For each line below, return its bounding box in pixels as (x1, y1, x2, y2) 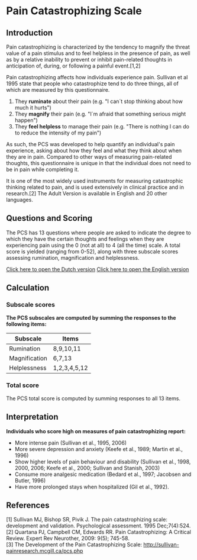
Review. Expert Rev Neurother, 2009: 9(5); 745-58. (6, 535, 130, 542)
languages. (6, 197, 34, 203)
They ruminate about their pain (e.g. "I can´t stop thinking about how (14, 98, 183, 105)
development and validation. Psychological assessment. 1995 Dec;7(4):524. (6, 522, 191, 529)
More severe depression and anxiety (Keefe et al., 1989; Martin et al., (14, 445, 183, 452)
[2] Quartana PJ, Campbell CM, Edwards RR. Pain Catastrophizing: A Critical (6, 529, 191, 536)
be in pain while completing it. (6, 166, 79, 173)
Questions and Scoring (6, 213, 93, 223)
